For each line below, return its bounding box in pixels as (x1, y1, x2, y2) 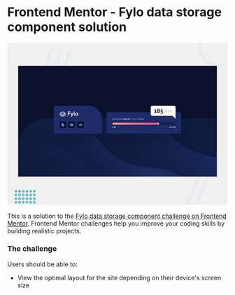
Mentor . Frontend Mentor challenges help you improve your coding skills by (7, 219, 225, 228)
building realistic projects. (7, 226, 82, 235)
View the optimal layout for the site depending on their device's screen (17, 273, 222, 282)
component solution (7, 19, 127, 35)
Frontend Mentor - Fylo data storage (7, 4, 222, 20)
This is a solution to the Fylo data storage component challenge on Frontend (7, 212, 227, 220)
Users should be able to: (7, 260, 78, 268)
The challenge (7, 244, 57, 254)
